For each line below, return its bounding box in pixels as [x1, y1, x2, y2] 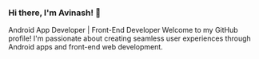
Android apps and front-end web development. [8, 42, 164, 52]
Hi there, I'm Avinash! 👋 [8, 7, 102, 18]
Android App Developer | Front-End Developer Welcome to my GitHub [8, 26, 238, 35]
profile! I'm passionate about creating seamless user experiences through [8, 33, 252, 43]
